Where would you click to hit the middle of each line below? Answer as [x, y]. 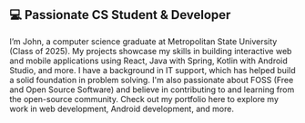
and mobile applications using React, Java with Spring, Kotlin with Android [149, 61]
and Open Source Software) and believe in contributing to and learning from [152, 90]
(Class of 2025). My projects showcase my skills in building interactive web [151, 51]
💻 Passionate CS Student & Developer [120, 15]
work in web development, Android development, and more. [122, 109]
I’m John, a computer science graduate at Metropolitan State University [143, 41]
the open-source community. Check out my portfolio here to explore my [144, 99]
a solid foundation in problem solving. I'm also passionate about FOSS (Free [152, 80]
